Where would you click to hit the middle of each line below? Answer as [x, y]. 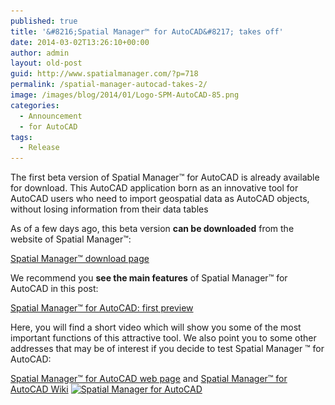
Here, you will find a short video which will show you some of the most [156, 327]
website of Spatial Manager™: [71, 239]
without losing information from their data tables [109, 209]
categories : [35, 105]
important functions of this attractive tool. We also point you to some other [163, 338]
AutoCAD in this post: [54, 289]
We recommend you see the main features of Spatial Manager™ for [149, 278]
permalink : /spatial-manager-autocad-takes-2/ [109, 85]
